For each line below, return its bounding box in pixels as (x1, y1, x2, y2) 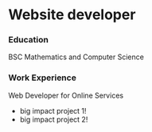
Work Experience (8, 72, 77, 83)
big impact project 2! (19, 114, 88, 124)
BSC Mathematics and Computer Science (8, 52, 145, 62)
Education (8, 34, 49, 46)
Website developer (8, 6, 136, 24)
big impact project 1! (19, 106, 87, 115)
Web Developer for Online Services (8, 90, 124, 100)
